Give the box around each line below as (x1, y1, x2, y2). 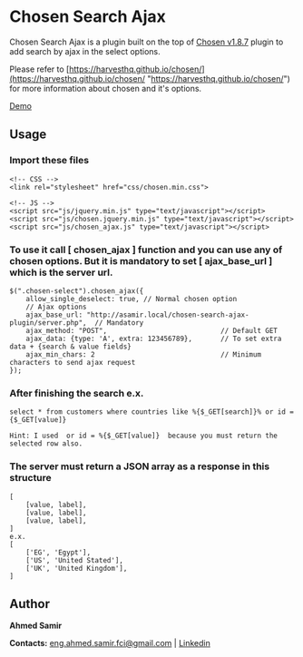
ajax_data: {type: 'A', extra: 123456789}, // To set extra (25, 334, 282, 343)
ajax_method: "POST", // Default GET (25, 326, 279, 335)
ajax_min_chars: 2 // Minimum (25, 349, 261, 359)
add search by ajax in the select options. (9, 45, 161, 56)
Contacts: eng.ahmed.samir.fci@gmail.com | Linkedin (9, 638, 210, 649)
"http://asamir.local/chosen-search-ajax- (86, 310, 249, 319)
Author (9, 596, 50, 612)
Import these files (9, 154, 89, 167)
